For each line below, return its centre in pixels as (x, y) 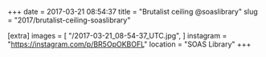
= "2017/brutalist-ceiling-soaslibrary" (69, 20)
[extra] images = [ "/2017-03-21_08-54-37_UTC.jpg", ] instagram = (117, 36)
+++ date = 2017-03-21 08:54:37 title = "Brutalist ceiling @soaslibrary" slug (133, 12)
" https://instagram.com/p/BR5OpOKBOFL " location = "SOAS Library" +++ (129, 44)
